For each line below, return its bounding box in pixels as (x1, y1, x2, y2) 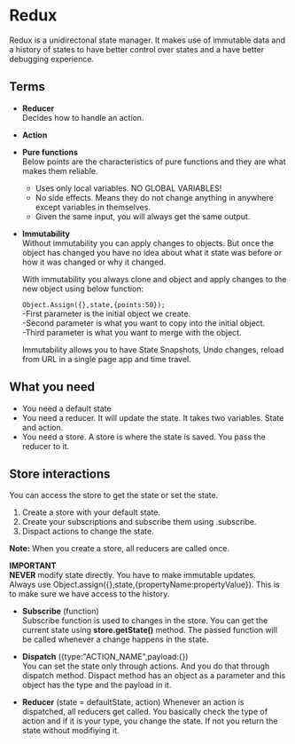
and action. (21, 422, 64, 432)
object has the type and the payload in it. (21, 680, 172, 691)
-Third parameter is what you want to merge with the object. (21, 327, 242, 337)
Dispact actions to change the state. (21, 526, 154, 537)
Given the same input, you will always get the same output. (35, 210, 251, 222)
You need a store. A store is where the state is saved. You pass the (21, 431, 266, 442)
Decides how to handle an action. (21, 112, 144, 123)
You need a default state (21, 403, 113, 414)
